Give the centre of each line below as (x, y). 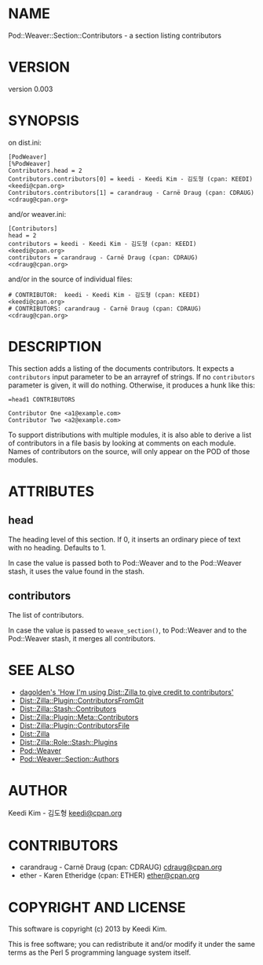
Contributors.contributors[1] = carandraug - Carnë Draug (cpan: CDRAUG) (131, 193)
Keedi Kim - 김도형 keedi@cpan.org (65, 813)
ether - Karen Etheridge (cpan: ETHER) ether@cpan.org (110, 875)
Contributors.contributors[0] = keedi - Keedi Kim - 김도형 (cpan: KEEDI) (131, 179)
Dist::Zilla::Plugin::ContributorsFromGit (81, 700)
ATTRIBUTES (51, 491)
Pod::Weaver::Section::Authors (69, 758)
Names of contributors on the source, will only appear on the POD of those (129, 451)
